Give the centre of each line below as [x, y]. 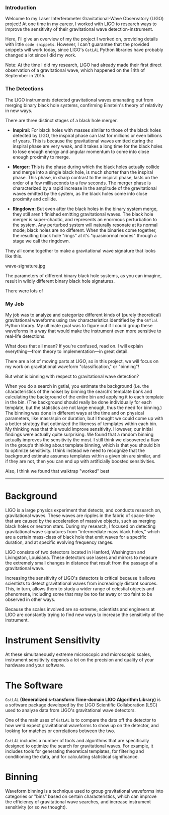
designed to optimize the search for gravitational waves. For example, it [79, 746]
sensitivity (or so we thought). [36, 807]
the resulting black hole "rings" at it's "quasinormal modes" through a [84, 235]
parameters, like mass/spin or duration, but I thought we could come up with [84, 418]
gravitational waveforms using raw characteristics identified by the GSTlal [82, 320]
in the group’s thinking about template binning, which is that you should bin [83, 445]
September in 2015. [25, 76]
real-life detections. [26, 336]
